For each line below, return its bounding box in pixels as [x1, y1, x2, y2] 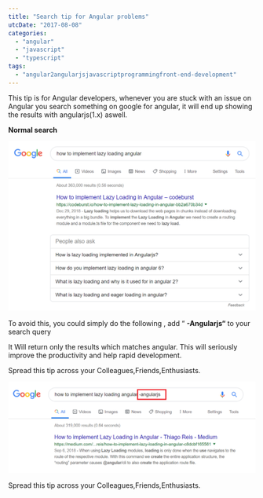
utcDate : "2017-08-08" [8, 20, 82, 29]
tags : [8, 63, 26, 71]
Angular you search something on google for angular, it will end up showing [8, 101, 253, 111]
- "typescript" [15, 54, 65, 62]
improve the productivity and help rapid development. [8, 350, 182, 360]
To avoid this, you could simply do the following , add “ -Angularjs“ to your [8, 318, 251, 328]
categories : [8, 29, 47, 37]
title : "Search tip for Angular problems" [8, 13, 149, 20]
